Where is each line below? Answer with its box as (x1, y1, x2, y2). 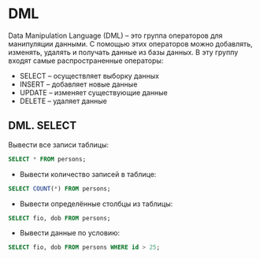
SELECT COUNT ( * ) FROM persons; (8, 184, 111, 193)
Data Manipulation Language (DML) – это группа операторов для (8, 31, 223, 40)
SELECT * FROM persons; (8, 155, 87, 163)
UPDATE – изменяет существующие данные (19, 87, 168, 97)
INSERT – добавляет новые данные (19, 80, 138, 89)
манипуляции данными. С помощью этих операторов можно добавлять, (8, 39, 254, 48)
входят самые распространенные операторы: (8, 56, 164, 65)
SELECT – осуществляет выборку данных (19, 71, 160, 80)
